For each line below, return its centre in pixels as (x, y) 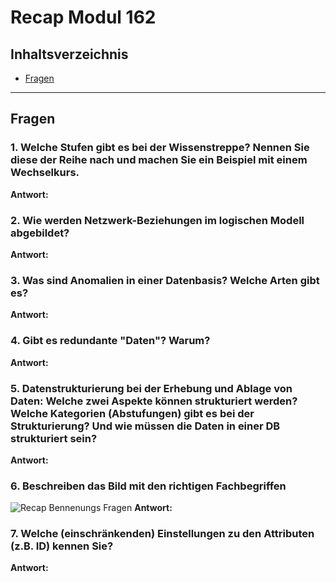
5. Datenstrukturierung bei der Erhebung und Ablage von (151, 388)
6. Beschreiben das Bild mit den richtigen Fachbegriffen (148, 486)
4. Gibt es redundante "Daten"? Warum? (110, 341)
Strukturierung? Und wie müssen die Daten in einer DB (145, 426)
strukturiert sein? (54, 438)
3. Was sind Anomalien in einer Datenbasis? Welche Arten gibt (165, 280)
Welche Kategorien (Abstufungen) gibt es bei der (132, 413)
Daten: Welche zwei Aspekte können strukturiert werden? (154, 401)
